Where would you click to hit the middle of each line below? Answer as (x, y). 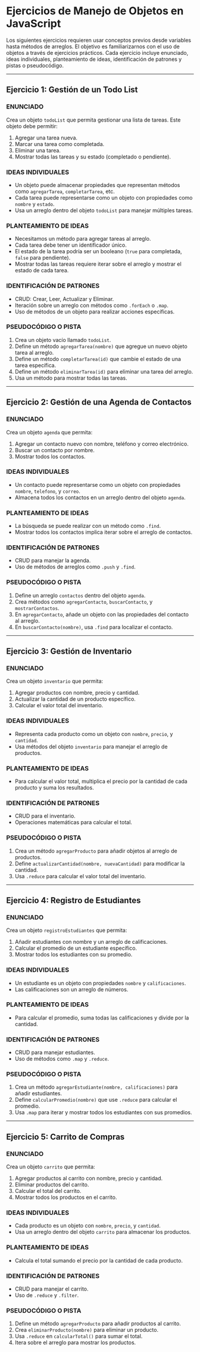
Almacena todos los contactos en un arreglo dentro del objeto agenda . (100, 497)
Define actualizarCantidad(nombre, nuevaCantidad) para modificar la (100, 863)
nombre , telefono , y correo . (47, 491)
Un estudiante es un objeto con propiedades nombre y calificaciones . (100, 983)
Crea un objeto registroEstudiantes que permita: (67, 930)
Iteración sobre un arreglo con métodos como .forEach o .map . (91, 305)
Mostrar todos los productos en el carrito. (66, 1197)
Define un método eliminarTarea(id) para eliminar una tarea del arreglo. (104, 371)
